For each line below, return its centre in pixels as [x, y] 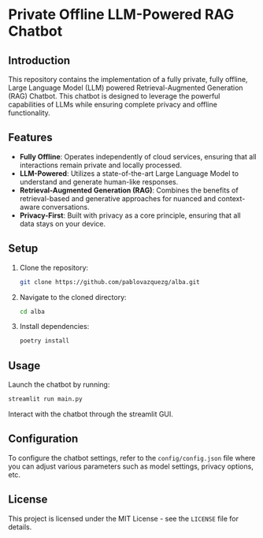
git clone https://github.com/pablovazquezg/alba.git [109, 282]
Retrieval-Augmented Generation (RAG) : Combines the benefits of [129, 190]
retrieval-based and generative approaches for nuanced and [118, 198]
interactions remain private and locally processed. [101, 165]
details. [20, 527]
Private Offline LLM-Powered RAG [121, 15]
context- [232, 198]
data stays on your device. [63, 223]
